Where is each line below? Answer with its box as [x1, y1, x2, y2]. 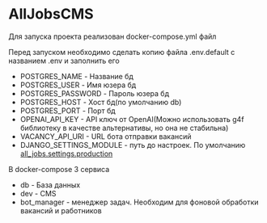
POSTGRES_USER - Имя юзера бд [19, 80, 137, 90]
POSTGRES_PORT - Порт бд [19, 106, 116, 116]
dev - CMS [19, 188, 57, 198]
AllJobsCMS [8, 5, 95, 23]
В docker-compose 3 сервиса [8, 164, 110, 174]
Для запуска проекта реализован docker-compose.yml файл [8, 32, 217, 41]
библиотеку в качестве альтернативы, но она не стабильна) [19, 123, 229, 133]
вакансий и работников [19, 205, 103, 215]
